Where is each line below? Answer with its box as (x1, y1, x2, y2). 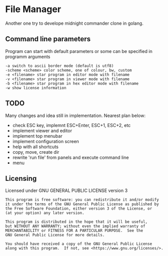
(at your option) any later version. (5, 211, 85, 216)
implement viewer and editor (12, 127, 72, 134)
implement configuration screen (12, 138, 79, 144)
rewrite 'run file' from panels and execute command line (12, 154, 129, 160)
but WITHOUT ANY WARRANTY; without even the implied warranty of (5, 224, 145, 229)
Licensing (5, 174, 37, 182)
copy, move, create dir (12, 149, 60, 155)
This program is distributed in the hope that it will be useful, (5, 219, 148, 225)
